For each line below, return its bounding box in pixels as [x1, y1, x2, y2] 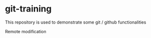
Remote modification [5, 28, 46, 34]
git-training [5, 3, 52, 14]
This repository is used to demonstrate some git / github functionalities [5, 19, 147, 25]
